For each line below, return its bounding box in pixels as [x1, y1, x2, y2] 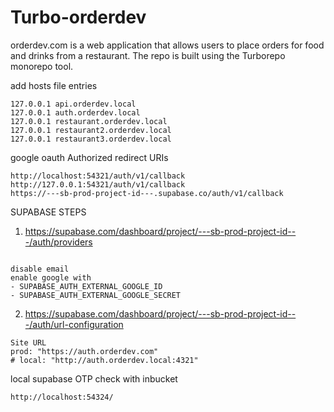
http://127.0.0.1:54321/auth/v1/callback [10, 179, 186, 190]
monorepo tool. [10, 60, 74, 72]
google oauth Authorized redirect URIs [10, 151, 169, 163]
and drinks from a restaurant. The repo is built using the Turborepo [10, 49, 286, 61]
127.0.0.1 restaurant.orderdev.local [10, 116, 168, 126]
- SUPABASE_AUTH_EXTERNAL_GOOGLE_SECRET [10, 290, 182, 300]
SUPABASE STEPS [10, 206, 87, 218]
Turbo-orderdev [10, 6, 147, 29]
